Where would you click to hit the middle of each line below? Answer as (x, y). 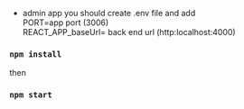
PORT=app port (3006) (66, 23)
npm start (31, 95)
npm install (36, 54)
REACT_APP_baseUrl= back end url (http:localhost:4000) (129, 32)
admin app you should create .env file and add (109, 13)
